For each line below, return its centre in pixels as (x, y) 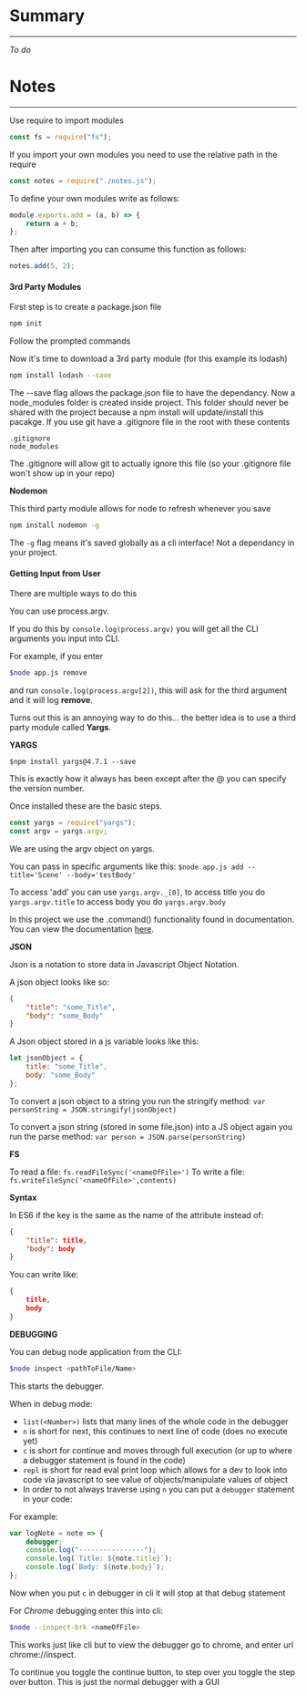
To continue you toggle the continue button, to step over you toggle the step (153, 1672)
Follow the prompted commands (70, 341)
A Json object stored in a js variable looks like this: (104, 1041)
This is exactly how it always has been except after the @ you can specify (148, 779)
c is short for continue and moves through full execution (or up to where (158, 1450)
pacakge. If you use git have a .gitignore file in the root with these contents (150, 422)
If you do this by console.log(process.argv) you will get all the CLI (134, 629)
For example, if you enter (56, 657)
